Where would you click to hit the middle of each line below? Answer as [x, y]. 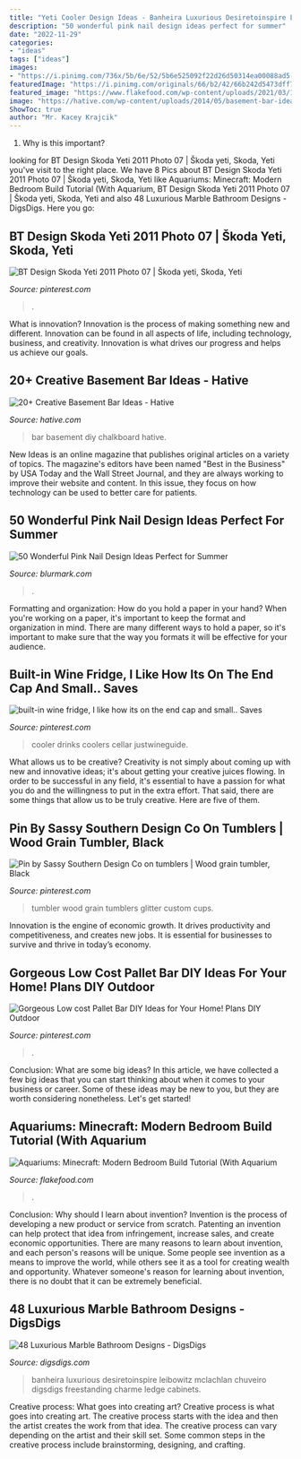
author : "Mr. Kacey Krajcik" [64, 117]
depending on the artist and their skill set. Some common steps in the [138, 1435]
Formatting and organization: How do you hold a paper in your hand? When [148, 608]
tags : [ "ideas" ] [39, 59]
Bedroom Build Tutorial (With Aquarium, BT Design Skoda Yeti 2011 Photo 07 [150, 189]
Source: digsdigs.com [50, 1362]
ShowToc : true [36, 109]
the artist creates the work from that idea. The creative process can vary [143, 1425]
